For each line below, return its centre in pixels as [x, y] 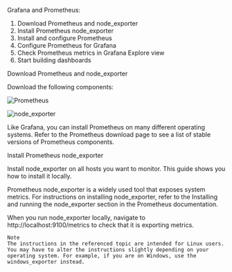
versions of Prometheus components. [61, 142]
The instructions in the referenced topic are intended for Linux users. [116, 244]
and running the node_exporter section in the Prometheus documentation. [113, 204]
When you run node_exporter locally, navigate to [76, 218]
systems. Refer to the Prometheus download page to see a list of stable [109, 135]
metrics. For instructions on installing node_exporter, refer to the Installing [113, 197]
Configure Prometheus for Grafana [66, 45]
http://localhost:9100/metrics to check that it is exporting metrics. [100, 225]
